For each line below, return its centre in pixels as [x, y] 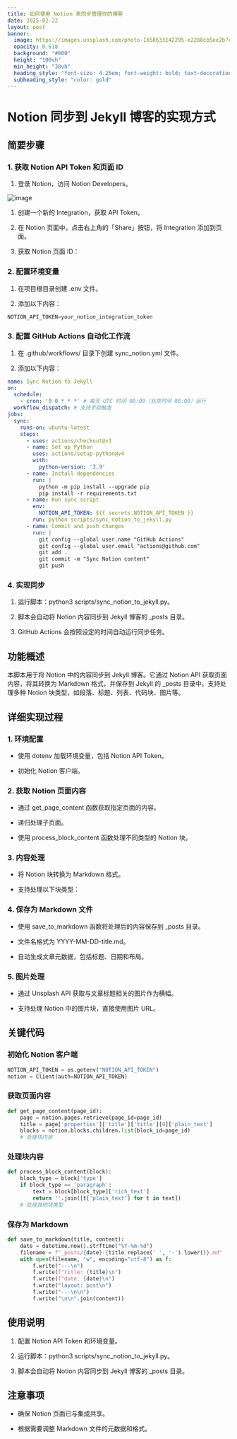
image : [23, 40]
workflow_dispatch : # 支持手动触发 [63, 408]
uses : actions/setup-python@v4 [79, 454]
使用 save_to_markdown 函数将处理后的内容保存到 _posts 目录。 [111, 926]
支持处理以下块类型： [48, 890]
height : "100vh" [37, 60]
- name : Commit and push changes [75, 526]
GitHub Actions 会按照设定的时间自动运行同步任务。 [93, 632]
